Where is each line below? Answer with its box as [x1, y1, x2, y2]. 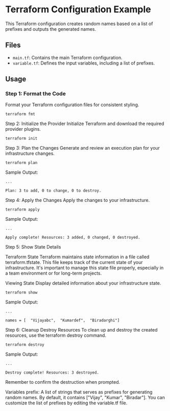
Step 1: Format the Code [5, 90, 66, 97]
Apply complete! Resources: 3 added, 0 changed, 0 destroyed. [5, 235, 140, 240]
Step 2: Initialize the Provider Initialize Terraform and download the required [5, 120, 164, 127]
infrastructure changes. [5, 150, 55, 157]
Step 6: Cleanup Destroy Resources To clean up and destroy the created [5, 327, 158, 333]
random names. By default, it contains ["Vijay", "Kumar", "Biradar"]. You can [5, 395, 165, 401]
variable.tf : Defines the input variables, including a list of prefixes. [12, 60, 155, 66]
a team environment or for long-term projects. [5, 270, 102, 276]
